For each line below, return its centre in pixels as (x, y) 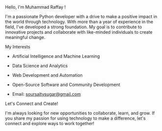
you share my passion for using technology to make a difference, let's (75, 118)
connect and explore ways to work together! (50, 123)
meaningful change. (25, 37)
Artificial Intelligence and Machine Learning (56, 56)
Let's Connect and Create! (32, 104)
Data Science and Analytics (40, 66)
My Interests (18, 47)
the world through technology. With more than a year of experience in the (79, 22)
